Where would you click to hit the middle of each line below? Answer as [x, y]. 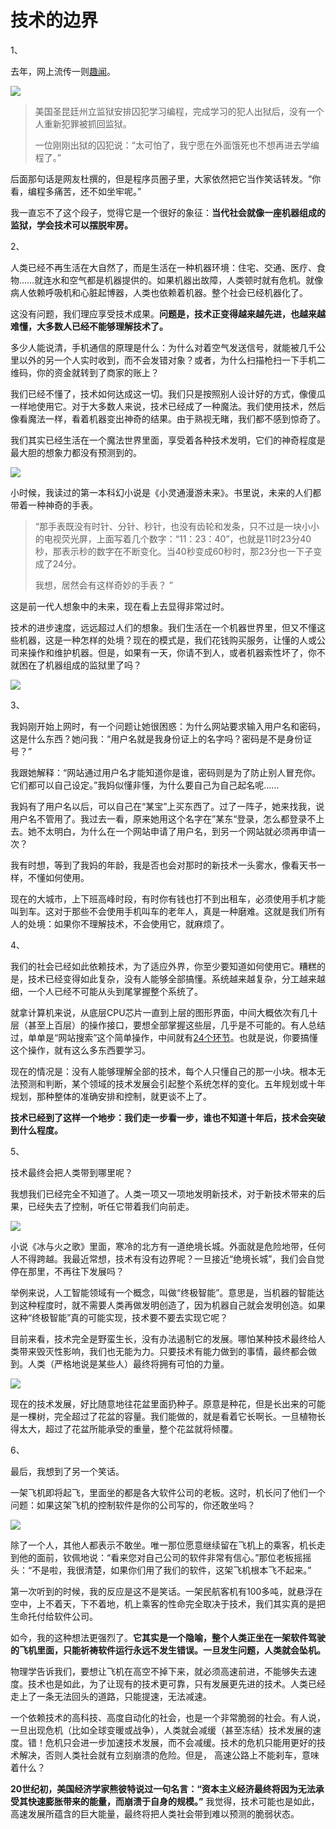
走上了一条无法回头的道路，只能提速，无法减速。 [111, 1696]
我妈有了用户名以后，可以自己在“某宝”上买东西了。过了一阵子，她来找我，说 [167, 806]
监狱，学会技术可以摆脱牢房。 [71, 225]
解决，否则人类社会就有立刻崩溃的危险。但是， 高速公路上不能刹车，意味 [169, 1755]
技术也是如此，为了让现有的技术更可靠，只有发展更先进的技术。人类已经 [176, 1683]
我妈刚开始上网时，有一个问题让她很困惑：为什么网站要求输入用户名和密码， [168, 726]
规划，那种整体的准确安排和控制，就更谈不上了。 [111, 1096]
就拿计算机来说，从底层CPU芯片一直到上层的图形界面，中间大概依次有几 [160, 1012]
